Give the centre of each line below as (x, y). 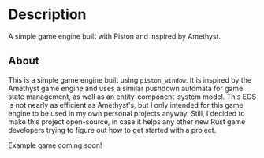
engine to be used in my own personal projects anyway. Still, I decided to (127, 113)
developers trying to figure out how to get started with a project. (112, 130)
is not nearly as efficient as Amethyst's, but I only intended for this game (126, 105)
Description (47, 15)
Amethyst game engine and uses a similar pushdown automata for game (126, 88)
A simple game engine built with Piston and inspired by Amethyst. (115, 36)
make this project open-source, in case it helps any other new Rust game (127, 121)
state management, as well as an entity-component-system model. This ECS (132, 97)
